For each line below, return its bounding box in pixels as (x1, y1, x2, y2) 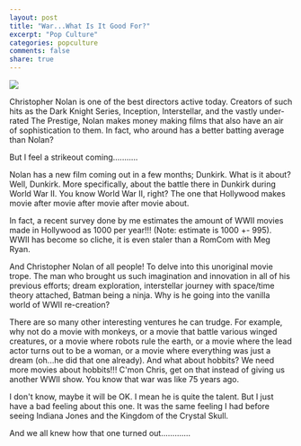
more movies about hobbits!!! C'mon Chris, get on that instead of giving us (9, 364, 286, 375)
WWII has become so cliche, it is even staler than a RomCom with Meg (9, 234, 271, 245)
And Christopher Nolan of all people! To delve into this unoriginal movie (9, 261, 274, 272)
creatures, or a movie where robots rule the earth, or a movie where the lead (9, 336, 292, 346)
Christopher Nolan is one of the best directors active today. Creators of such (9, 96, 293, 107)
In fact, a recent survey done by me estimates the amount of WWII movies (9, 215, 284, 225)
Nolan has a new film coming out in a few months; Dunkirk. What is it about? (9, 170, 292, 179)
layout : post (9, 13, 58, 22)
